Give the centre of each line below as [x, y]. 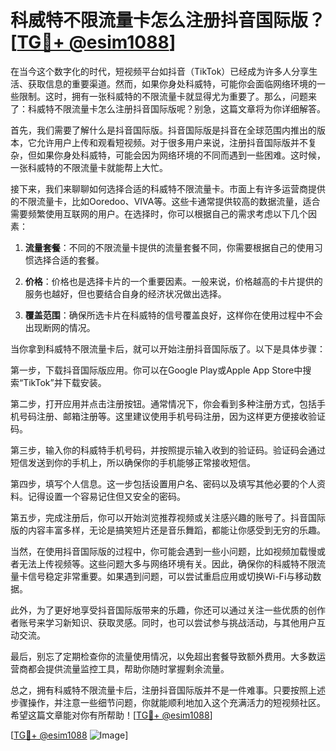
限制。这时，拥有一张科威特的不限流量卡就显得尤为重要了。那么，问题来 [167, 96]
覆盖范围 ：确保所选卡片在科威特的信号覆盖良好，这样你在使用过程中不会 [173, 315]
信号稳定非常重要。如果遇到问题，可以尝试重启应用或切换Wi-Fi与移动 [170, 576]
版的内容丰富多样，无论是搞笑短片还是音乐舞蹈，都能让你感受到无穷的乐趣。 [168, 530]
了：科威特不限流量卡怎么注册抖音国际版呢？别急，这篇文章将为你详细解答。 [168, 108]
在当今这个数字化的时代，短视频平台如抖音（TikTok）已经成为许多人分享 [160, 71]
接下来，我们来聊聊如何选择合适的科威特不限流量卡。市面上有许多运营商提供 [168, 188]
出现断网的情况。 [60, 327]
